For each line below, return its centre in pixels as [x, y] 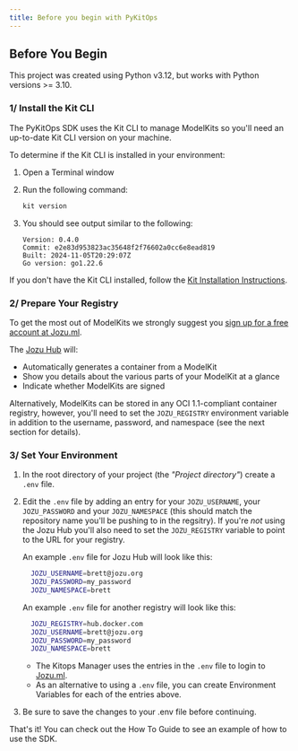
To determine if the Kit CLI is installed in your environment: [117, 154]
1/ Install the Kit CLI [52, 109]
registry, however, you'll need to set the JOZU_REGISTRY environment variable [149, 413]
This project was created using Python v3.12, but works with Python [134, 75]
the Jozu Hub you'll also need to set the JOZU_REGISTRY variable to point [153, 530]
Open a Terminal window [68, 172]
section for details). [45, 432]
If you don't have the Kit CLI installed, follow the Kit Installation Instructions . [149, 280]
